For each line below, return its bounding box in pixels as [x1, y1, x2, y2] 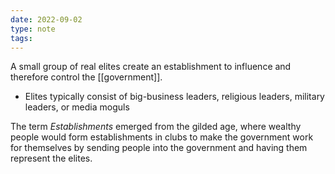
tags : [10, 33, 33, 43]
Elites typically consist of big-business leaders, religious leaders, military [24, 91, 325, 103]
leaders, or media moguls [24, 101, 130, 113]
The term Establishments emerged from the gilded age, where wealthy [10, 121, 302, 133]
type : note [10, 24, 56, 34]
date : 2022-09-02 [10, 14, 83, 25]
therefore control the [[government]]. [10, 71, 163, 83]
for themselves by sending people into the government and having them [10, 142, 308, 154]
